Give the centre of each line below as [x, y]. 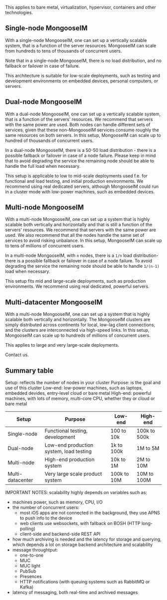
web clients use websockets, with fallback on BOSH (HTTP [80, 524]
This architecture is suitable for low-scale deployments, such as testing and [83, 75]
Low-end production [69, 445]
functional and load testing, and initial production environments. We [74, 181]
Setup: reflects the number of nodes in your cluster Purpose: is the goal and [83, 383]
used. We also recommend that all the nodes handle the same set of [75, 235]
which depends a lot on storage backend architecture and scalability [83, 545]
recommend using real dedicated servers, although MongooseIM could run [82, 186]
